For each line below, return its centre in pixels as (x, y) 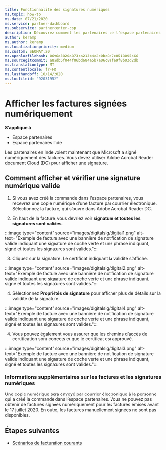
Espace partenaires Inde (37, 142)
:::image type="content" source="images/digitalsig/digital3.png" (71, 348)
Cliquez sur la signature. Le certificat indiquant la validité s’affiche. (80, 258)
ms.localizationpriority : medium (40, 47)
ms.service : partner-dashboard (37, 24)
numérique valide (33, 186)
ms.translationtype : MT (30, 65)
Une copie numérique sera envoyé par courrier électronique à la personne (81, 394)
